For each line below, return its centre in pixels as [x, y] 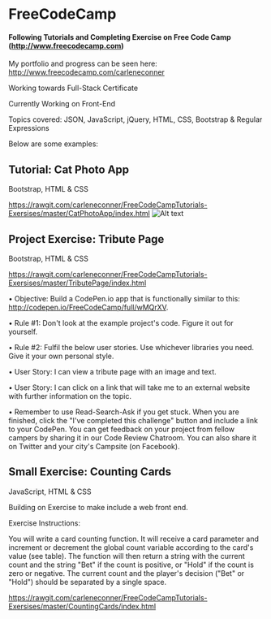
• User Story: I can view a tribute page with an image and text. [112, 372]
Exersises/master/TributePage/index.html [77, 283]
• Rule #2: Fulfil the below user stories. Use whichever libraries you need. [131, 348]
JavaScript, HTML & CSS [50, 491]
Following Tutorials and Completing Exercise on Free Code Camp [120, 37]
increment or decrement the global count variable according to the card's [131, 547]
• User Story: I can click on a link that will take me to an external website [129, 387]
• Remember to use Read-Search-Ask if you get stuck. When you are [124, 412]
